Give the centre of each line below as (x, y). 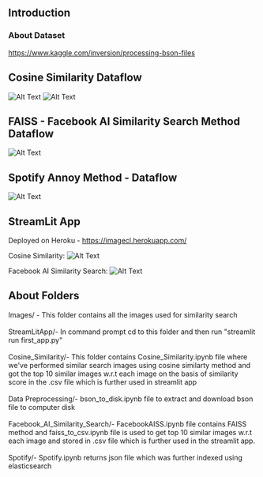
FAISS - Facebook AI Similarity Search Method (124, 121)
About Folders (44, 296)
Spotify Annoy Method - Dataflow (93, 177)
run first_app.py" (36, 340)
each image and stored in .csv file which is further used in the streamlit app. (131, 441)
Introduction (39, 13)
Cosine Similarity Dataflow (75, 78)
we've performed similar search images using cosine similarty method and (130, 365)
